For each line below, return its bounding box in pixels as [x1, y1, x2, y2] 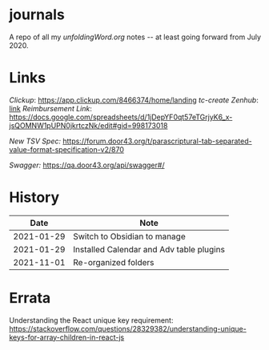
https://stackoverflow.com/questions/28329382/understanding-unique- [9, 324, 247, 333]
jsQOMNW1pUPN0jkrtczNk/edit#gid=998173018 [9, 120, 168, 130]
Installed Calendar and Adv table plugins [72, 243, 225, 255]
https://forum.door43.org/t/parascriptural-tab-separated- [62, 136, 252, 146]
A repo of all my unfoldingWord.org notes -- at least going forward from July [9, 32, 262, 42]
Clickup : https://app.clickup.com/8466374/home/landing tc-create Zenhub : [9, 95, 259, 105]
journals [9, 6, 65, 24]
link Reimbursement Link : [9, 103, 93, 113]
